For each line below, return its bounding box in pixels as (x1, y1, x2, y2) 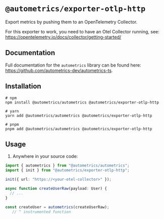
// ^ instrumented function (12, 209, 71, 214)
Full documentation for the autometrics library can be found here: (5, 62, 141, 68)
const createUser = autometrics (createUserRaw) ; (5, 204, 110, 209)
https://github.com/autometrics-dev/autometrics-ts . (5, 67, 113, 73)
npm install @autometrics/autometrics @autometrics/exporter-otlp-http (5, 100, 159, 105)
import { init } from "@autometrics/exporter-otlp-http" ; (5, 168, 130, 173)
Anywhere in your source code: (12, 153, 78, 159)
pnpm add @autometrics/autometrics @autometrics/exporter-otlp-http (5, 126, 152, 131)
